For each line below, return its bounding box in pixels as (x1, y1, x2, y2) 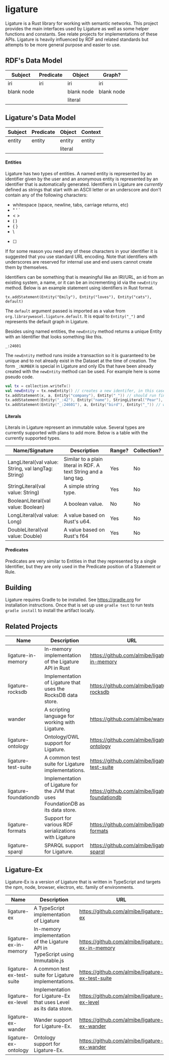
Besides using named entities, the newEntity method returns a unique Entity (5, 328, 162, 334)
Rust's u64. (63, 518, 91, 525)
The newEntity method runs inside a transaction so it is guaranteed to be (5, 352, 156, 358)
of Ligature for (44, 781, 78, 788)
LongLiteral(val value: (8, 512, 59, 519)
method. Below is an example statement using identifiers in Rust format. (5, 284, 154, 291)
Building (5, 583, 32, 592)
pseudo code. (5, 374, 34, 380)
